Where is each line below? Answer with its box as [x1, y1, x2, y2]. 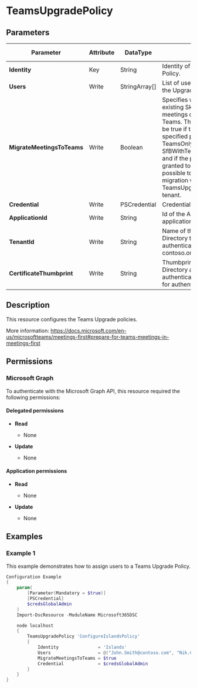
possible [162, 169, 186, 177]
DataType [124, 49, 152, 56]
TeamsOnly [162, 139, 193, 148]
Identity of [162, 62, 191, 70]
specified [162, 132, 188, 140]
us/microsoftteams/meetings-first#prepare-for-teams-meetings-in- [6, 333, 169, 340]
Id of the [162, 210, 186, 218]
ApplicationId [9, 214, 48, 222]
